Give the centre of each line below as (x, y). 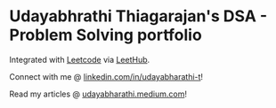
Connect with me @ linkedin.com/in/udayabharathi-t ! (106, 76)
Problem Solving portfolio (106, 35)
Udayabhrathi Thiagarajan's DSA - (138, 16)
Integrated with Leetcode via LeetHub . (80, 59)
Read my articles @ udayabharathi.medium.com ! (98, 94)
